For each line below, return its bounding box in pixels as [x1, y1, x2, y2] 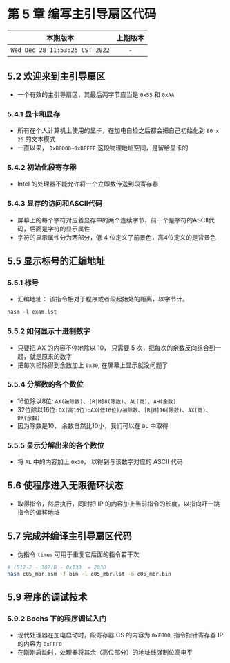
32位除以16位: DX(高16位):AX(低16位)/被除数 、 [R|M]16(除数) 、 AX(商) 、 [17, 405, 212, 414]
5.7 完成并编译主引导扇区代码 [7, 531, 133, 542]
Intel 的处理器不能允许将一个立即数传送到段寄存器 [17, 179, 159, 188]
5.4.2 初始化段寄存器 [7, 162, 77, 172]
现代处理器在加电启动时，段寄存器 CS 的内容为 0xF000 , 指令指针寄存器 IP [17, 631, 224, 639]
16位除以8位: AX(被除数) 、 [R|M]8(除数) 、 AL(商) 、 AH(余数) [17, 396, 177, 405]
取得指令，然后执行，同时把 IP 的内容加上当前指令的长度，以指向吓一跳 [17, 500, 220, 508]
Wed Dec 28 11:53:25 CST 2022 [10, 46, 111, 54]
